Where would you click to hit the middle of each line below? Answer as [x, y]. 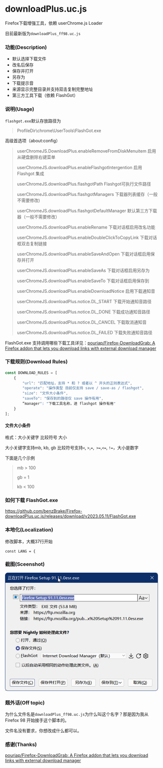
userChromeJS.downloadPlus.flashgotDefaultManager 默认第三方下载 [87, 211]
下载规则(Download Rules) [36, 362]
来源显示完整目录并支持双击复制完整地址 [52, 89]
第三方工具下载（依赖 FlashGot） [45, 96]
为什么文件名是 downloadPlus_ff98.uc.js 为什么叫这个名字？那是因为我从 [77, 714]
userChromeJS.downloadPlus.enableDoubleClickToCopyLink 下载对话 [87, 237]
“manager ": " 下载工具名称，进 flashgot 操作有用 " [69, 404]
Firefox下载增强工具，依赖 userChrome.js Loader [54, 23]
